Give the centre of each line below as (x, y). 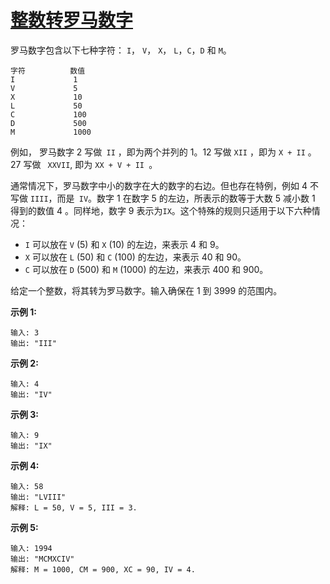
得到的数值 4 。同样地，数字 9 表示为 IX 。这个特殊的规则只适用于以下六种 (161, 210)
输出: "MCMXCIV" (42, 559)
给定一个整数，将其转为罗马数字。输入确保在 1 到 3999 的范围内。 (146, 290)
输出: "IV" (31, 394)
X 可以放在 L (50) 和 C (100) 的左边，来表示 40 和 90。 (135, 257)
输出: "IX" (31, 446)
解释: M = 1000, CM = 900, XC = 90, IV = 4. (103, 569)
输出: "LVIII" (38, 497)
